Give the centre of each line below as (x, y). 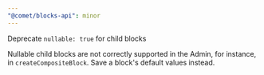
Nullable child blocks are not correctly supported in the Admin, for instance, (132, 53)
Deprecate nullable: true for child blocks (77, 38)
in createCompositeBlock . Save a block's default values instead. (111, 62)
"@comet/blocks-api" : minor (54, 16)
